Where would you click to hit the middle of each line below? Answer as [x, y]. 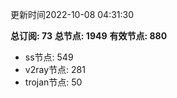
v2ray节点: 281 [55, 69]
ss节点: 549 [49, 57]
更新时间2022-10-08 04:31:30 [72, 14]
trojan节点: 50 [53, 82]
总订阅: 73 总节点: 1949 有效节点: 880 [89, 36]
